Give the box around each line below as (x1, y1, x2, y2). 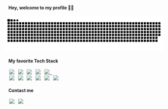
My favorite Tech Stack (8, 58, 59, 64)
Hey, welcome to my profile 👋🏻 (8, 5, 74, 11)
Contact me (8, 87, 34, 93)
